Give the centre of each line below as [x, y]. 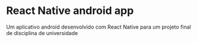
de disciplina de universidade [42, 33]
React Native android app [70, 11]
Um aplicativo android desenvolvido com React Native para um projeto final [99, 27]
